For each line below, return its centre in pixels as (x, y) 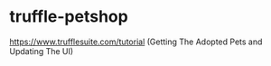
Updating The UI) (42, 51)
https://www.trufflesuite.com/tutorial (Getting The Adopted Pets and (136, 42)
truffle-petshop (69, 17)
